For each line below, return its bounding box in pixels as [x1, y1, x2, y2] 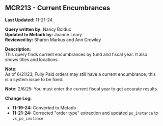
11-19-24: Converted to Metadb [12, 105, 76, 110]
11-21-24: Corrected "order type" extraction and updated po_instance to [12, 110, 159, 116]
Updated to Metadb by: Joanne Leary [5, 31, 82, 37]
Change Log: [5, 95, 32, 101]
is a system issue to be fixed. [5, 76, 64, 82]
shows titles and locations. [5, 56, 59, 63]
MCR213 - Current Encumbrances [5, 4, 110, 12]
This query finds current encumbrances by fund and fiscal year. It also [5, 51, 148, 57]
